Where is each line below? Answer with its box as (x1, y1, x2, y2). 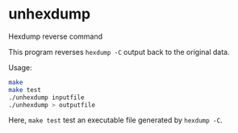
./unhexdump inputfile (8, 94, 85, 102)
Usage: (8, 62, 32, 73)
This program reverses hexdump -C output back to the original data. (8, 47, 230, 56)
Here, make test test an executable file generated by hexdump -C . (8, 115, 223, 125)
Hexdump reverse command (8, 31, 103, 41)
